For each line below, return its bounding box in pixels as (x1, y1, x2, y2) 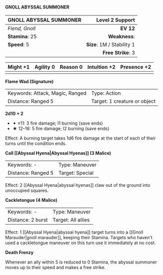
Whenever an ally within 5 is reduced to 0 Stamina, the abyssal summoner (5, 259, 157, 265)
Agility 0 (34, 64, 55, 71)
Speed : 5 (7, 41, 29, 48)
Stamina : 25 (7, 33, 37, 40)
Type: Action (91, 90, 121, 97)
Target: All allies (52, 217, 90, 224)
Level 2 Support (96, 16, 136, 23)
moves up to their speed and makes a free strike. (5, 265, 106, 271)
